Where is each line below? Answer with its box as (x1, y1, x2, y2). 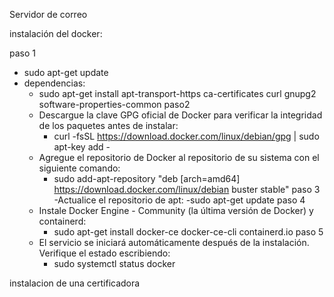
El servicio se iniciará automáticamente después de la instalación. (38, 237, 310, 248)
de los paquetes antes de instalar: (38, 120, 179, 131)
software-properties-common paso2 (38, 99, 191, 110)
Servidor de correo (9, 9, 88, 20)
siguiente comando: (38, 162, 121, 174)
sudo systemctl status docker (53, 258, 176, 269)
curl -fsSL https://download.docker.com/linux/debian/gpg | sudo (53, 130, 320, 142)
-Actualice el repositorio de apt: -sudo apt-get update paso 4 (53, 194, 306, 206)
